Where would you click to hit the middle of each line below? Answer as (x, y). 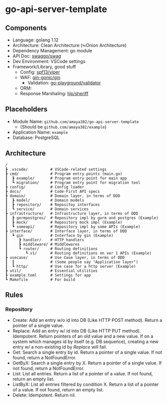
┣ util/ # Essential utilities (52, 271)
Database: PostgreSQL (36, 138)
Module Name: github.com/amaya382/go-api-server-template (76, 121)
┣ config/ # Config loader (45, 187)
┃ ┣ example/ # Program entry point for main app (66, 178)
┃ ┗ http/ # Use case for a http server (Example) (71, 266)
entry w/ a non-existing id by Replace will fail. (60, 347)
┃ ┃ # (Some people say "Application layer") (72, 262)
